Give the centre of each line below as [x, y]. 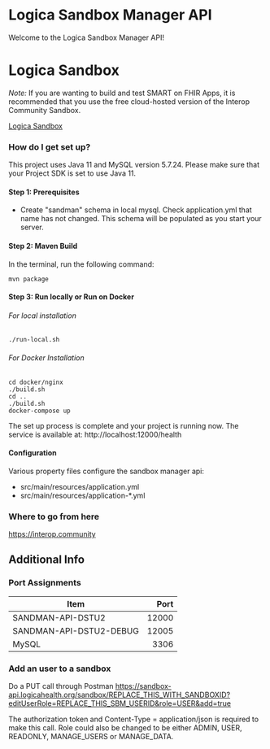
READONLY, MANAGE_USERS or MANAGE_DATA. [91, 737]
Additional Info [47, 560]
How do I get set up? [50, 146]
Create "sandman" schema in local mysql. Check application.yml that [136, 210]
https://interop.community [52, 534]
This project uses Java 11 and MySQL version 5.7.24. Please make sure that [134, 165]
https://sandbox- [144, 686]
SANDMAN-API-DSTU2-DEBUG [76, 630]
